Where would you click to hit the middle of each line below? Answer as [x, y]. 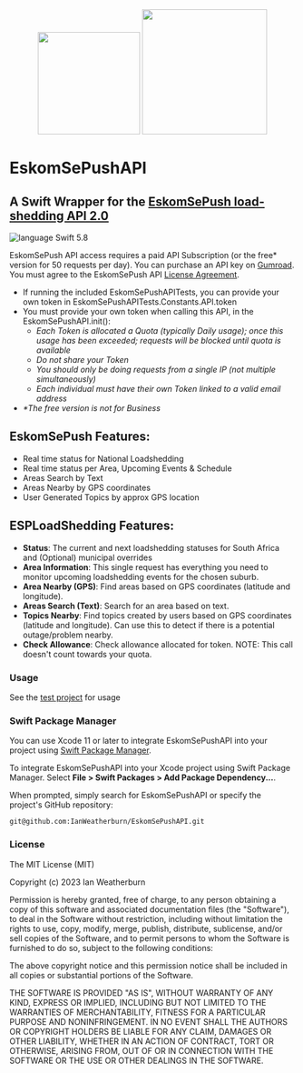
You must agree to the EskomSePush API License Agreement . [125, 275]
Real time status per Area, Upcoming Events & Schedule [127, 468]
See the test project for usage [65, 697]
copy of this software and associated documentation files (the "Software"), [150, 909]
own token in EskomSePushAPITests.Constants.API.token [130, 302]
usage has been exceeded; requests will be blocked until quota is [158, 341]
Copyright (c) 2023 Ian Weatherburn [78, 882]
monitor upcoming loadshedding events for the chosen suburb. [141, 577]
